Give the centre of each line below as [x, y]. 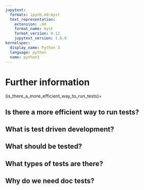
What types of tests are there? [54, 163]
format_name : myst [34, 29]
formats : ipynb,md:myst [35, 15]
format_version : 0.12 [37, 33]
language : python [28, 52]
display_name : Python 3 [35, 48]
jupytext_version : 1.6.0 [41, 39]
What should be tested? [44, 147]
